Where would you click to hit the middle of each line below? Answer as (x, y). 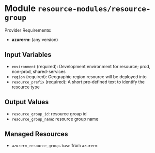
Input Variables (28, 55)
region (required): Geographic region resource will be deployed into (79, 76)
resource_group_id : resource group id (49, 113)
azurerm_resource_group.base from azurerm (54, 146)
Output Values (27, 102)
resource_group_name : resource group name (55, 119)
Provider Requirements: (28, 30)
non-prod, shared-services (39, 71)
